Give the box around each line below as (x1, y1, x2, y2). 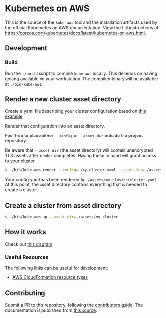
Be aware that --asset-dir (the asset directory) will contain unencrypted (5, 147, 153, 153)
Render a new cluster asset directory (5, 95, 121, 104)
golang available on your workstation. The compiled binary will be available (5, 75, 158, 82)
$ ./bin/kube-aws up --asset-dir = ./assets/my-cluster (5, 215, 119, 220)
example (5, 113, 23, 119)
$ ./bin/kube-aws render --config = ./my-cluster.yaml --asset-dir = (5, 168, 145, 173)
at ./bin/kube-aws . (5, 81, 43, 87)
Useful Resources (5, 253, 49, 260)
